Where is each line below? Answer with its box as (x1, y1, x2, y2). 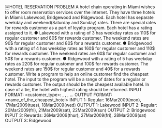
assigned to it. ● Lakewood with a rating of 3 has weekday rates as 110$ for (5, 30, 156, 35)
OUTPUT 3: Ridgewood (5, 118, 52, 123)
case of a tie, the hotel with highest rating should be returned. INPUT (5, 87, 142, 92)
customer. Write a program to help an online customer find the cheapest (5, 71, 149, 77)
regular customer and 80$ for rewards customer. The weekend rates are (5, 35, 149, 41)
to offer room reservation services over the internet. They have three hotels (5, 9, 155, 15)
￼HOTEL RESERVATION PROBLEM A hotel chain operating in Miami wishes (5, 4, 155, 10)
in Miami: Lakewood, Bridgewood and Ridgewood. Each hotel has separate (5, 15, 154, 20)
